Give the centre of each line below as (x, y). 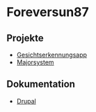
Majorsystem (35, 62)
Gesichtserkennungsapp (52, 55)
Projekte (25, 38)
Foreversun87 (48, 12)
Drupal (26, 101)
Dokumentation (41, 84)
